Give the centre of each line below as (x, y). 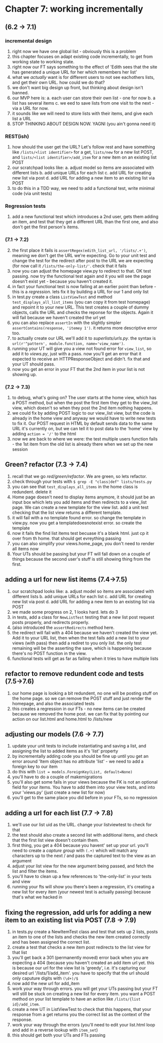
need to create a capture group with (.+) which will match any (75, 851)
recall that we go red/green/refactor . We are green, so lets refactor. (80, 476)
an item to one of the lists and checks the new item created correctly (81, 937)
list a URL (22, 118)
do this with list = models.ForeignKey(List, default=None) (72, 772)
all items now (25, 549)
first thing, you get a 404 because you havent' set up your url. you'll (80, 845)
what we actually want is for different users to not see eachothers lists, (83, 77)
